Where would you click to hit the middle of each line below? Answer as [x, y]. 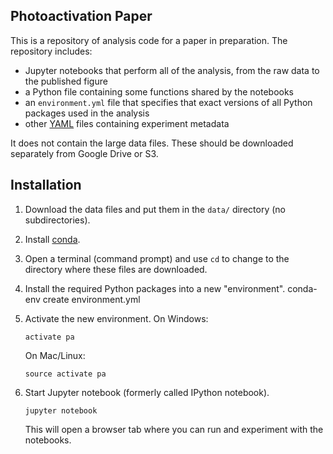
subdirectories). [57, 220]
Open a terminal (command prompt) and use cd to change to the [157, 258]
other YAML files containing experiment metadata [127, 123]
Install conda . [52, 239]
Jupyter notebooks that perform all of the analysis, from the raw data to [172, 70]
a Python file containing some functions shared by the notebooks [159, 91]
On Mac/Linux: [55, 355]
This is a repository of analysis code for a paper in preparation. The [149, 40]
